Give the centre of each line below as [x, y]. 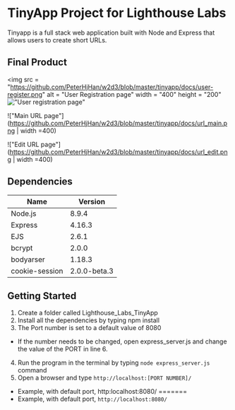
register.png [25, 94]
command [32, 370]
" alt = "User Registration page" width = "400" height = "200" [132, 94]
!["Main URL [25, 115]
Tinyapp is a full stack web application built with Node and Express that [111, 33]
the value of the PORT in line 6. [62, 349]
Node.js [24, 213]
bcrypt [22, 247]
